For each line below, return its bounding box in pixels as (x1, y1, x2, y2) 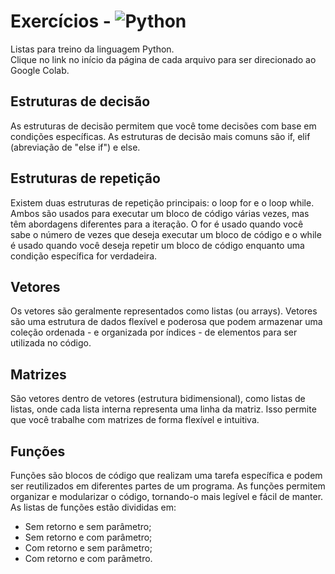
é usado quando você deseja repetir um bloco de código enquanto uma (10, 239, 305, 251)
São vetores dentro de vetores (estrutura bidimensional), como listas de (10, 393, 306, 405)
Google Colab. (10, 64, 70, 76)
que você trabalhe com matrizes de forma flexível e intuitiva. (10, 414, 260, 426)
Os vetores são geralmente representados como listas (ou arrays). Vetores (10, 305, 318, 317)
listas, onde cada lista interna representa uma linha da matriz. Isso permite (10, 403, 317, 415)
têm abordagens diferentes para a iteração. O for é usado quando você (10, 218, 304, 230)
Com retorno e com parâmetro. (24, 553, 153, 564)
